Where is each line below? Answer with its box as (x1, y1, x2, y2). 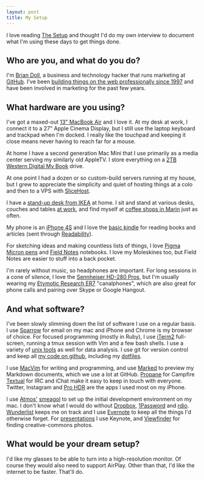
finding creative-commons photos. (6, 421, 93, 428)
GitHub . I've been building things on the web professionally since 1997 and (6, 78, 194, 85)
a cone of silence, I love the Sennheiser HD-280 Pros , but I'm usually (6, 274, 180, 281)
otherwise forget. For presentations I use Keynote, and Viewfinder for (6, 415, 180, 422)
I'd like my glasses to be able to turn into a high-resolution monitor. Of (6, 455, 181, 462)
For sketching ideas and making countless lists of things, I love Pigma (6, 242, 181, 250)
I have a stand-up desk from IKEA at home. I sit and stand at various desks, (6, 199, 195, 206)
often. (6, 212, 21, 219)
